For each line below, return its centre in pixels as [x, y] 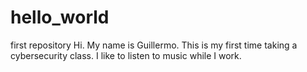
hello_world [60, 17]
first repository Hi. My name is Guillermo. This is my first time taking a [154, 45]
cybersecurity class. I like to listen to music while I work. [126, 55]
